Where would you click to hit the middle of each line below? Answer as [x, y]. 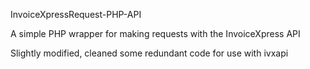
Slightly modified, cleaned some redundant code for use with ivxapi [149, 53]
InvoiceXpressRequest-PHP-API [76, 14]
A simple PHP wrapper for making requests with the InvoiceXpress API [155, 33]
